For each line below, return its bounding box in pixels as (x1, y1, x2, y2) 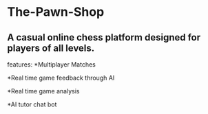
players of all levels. (7, 42, 95, 54)
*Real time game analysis (7, 87, 80, 95)
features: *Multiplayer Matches (7, 60, 96, 69)
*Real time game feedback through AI (7, 73, 115, 82)
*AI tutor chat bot (7, 100, 57, 109)
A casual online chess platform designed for (7, 32, 201, 43)
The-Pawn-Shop (7, 4, 105, 20)
